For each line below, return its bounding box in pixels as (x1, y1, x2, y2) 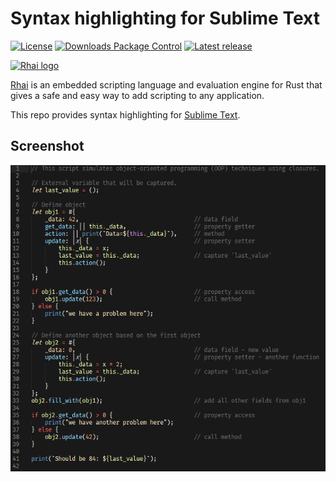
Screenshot (10, 138, 85, 155)
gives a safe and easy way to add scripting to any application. (10, 89, 265, 101)
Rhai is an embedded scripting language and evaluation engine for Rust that (10, 78, 323, 91)
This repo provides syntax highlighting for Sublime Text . (10, 108, 241, 121)
